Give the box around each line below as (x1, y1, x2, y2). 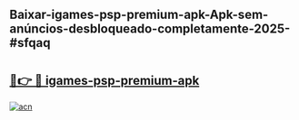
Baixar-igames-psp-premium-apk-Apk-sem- (9, 7, 269, 23)
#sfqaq (9, 35, 51, 51)
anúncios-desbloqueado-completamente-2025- (9, 22, 291, 37)
